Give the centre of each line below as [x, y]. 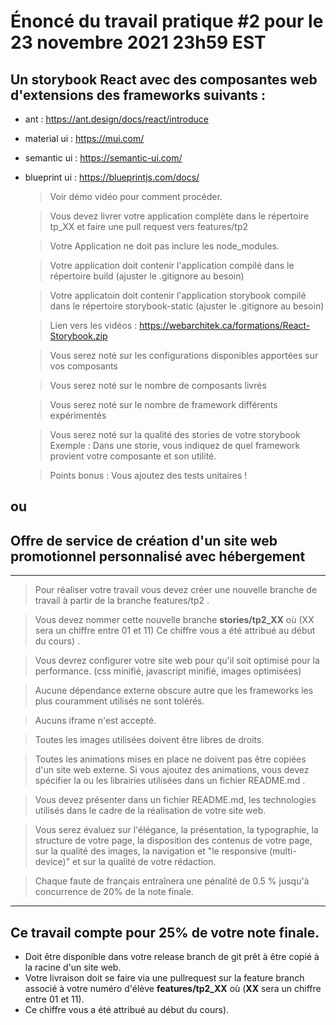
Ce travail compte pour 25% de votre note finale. [165, 932]
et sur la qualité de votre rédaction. [144, 862]
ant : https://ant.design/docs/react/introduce [117, 119]
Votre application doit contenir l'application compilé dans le [172, 265]
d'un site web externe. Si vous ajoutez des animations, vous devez [172, 770]
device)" [52, 862]
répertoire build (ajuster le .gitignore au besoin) [147, 276]
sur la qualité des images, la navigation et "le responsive [151, 851]
